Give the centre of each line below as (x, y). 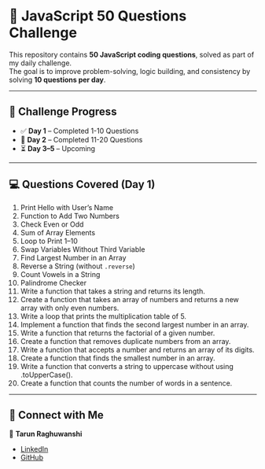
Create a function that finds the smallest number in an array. (118, 358)
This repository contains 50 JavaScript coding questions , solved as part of (132, 54)
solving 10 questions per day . (57, 79)
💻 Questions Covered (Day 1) (82, 185)
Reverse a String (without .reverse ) (78, 266)
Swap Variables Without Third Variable (83, 249)
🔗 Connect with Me (57, 415)
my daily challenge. (40, 63)
